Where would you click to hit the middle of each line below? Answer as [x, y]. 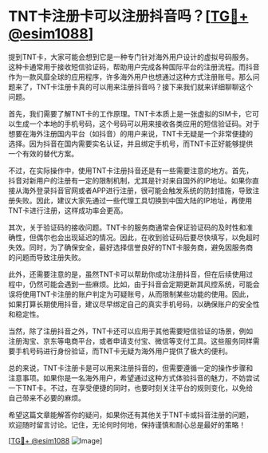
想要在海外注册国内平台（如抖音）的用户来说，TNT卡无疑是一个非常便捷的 [131, 133]
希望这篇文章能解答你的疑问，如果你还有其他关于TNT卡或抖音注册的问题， [131, 415]
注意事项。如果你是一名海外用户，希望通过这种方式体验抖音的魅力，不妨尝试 [134, 378]
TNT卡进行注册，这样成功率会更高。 [68, 210]
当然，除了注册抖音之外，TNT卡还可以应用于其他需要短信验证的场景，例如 [131, 331]
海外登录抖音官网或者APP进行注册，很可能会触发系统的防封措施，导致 [137, 190]
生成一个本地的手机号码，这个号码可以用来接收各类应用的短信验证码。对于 [137, 124]
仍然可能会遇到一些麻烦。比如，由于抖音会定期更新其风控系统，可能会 [144, 284]
